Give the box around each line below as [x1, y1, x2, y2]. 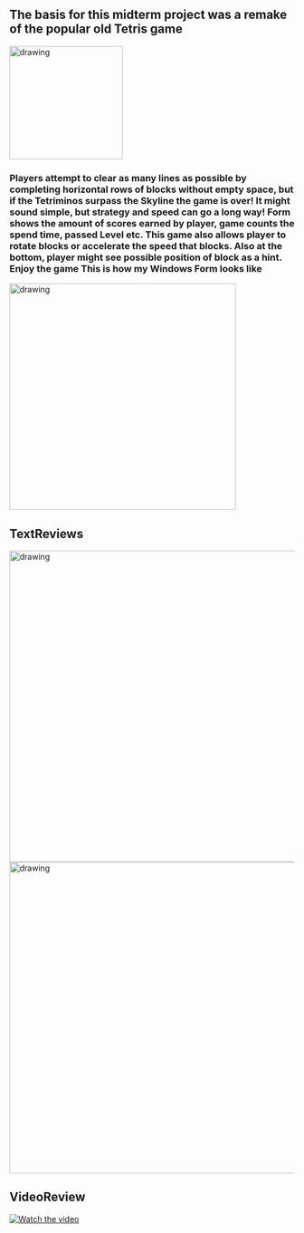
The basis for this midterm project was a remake [9, 7, 288, 23]
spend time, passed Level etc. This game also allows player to [9, 228, 287, 241]
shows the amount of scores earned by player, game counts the [9, 217, 295, 229]
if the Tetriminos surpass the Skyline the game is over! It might [9, 194, 291, 207]
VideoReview [9, 1190, 86, 1205]
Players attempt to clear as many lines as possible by [9, 171, 247, 184]
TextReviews [9, 525, 84, 542]
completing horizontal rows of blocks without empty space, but [9, 183, 294, 196]
